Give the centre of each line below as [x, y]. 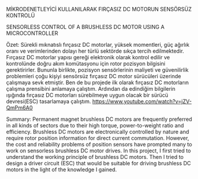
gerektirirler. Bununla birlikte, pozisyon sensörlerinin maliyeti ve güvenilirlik [97, 70]
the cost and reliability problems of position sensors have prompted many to [99, 144]
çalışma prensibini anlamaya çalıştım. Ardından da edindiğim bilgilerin [91, 89]
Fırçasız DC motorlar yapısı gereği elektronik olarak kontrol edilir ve [88, 57]
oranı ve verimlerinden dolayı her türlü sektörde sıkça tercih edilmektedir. [95, 51]
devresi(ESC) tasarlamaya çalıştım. [49, 101]
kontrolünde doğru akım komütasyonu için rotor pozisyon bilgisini [86, 63]
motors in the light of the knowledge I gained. [62, 170]
